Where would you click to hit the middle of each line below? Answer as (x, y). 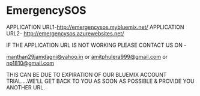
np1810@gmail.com (30, 63)
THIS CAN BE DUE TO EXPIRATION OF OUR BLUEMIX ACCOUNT (86, 74)
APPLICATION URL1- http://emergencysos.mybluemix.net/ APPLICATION (95, 27)
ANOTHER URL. (26, 87)
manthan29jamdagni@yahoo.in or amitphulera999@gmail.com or (87, 56)
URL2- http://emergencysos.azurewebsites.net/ (65, 33)
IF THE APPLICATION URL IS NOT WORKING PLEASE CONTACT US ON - (96, 45)
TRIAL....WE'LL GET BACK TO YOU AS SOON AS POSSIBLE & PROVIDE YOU (100, 81)
